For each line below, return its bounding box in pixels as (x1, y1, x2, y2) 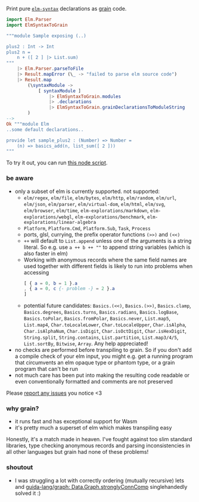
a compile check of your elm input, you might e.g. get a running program (14, 353, 193, 360)
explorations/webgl (23, 214, 73, 220)
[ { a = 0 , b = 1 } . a (23, 280, 77, 286)
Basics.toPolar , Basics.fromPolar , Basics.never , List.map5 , (23, 315, 171, 322)
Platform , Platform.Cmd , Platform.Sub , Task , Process (23, 225, 151, 232)
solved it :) (14, 489, 41, 497)
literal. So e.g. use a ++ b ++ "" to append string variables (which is (23, 244, 191, 251)
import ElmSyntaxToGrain (6, 22, 68, 28)
